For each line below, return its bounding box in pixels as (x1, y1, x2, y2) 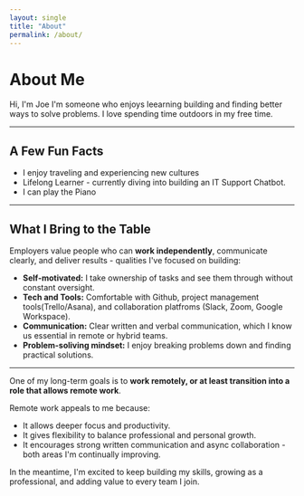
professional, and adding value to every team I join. (9, 476, 200, 487)
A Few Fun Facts (9, 143, 104, 158)
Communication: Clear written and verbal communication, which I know (22, 320, 292, 331)
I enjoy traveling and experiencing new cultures (22, 167, 200, 178)
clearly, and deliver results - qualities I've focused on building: (9, 254, 242, 265)
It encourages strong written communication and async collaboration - (22, 439, 286, 450)
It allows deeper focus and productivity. (22, 420, 171, 431)
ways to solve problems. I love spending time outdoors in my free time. (9, 109, 273, 119)
